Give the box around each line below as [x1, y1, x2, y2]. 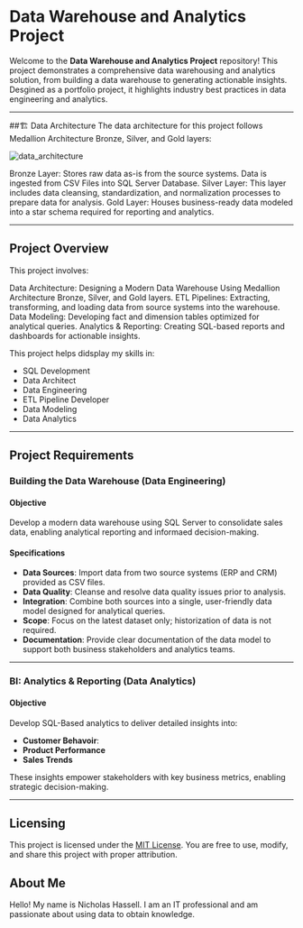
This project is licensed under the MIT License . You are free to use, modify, [9, 840, 289, 850]
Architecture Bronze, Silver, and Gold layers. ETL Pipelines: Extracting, [9, 291, 271, 303]
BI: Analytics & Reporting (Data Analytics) [9, 675, 197, 687]
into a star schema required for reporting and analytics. [9, 206, 215, 217]
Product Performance [22, 744, 106, 755]
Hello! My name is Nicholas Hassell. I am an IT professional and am [9, 899, 259, 910]
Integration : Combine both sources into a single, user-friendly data [22, 596, 272, 607]
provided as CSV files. [22, 577, 106, 588]
